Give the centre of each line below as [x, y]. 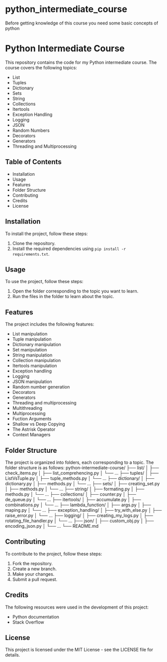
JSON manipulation [32, 382]
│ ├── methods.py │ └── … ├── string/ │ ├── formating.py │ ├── [75, 489]
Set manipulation [30, 350]
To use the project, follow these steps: [44, 282]
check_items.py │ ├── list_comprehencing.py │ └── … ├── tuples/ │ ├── [82, 473]
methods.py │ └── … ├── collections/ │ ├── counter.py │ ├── [71, 494]
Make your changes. [33, 574]
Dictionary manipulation [37, 344]
